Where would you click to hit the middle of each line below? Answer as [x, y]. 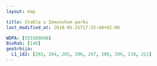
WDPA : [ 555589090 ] [29, 38]
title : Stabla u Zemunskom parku [47, 22]
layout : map [21, 11]
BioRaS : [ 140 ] [24, 44]
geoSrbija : [19, 49]
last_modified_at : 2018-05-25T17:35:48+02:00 [63, 27]
